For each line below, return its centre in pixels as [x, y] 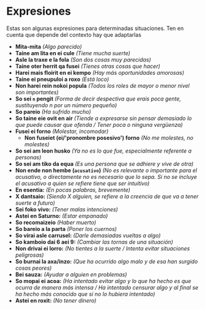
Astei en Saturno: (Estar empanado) [61, 216]
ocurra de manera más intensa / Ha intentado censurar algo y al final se [107, 287]
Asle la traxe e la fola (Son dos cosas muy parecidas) [83, 59]
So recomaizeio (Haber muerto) [56, 222]
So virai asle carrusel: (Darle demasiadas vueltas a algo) [88, 235]
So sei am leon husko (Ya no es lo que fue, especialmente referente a [103, 151]
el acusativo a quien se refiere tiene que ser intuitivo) [82, 183]
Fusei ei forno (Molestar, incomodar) [62, 131]
